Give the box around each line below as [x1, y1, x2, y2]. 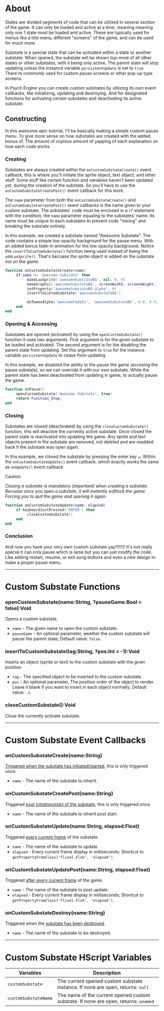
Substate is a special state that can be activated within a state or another [5, 49, 151, 55]
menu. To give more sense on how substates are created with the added [5, 133, 151, 139]
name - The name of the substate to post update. [12, 887, 109, 893]
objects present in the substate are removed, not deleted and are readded [5, 439, 154, 445]
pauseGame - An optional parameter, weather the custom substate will [12, 630, 150, 637]
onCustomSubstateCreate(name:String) [5, 752, 102, 759]
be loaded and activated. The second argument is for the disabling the [5, 342, 146, 348]
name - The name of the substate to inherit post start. [12, 811, 118, 817]
